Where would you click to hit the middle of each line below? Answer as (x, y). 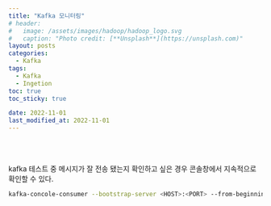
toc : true (25, 91)
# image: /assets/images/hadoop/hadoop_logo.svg (95, 31)
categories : (28, 53)
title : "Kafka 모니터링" (47, 16)
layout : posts (32, 46)
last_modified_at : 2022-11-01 (59, 121)
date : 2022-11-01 (38, 113)
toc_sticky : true (38, 99)
